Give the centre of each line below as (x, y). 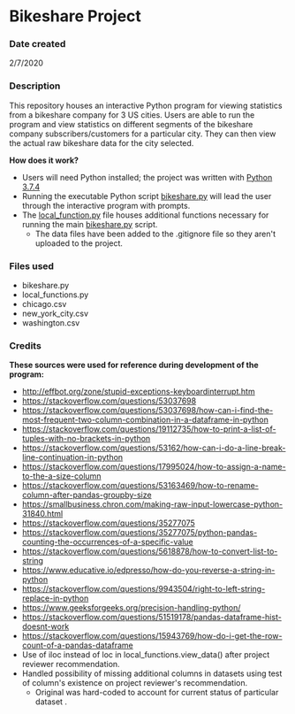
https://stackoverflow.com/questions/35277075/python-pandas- (140, 533)
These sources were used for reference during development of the (134, 365)
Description (35, 86)
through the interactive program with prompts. (106, 205)
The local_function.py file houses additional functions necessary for (145, 215)
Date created (38, 44)
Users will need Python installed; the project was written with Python (147, 177)
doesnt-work (45, 626)
